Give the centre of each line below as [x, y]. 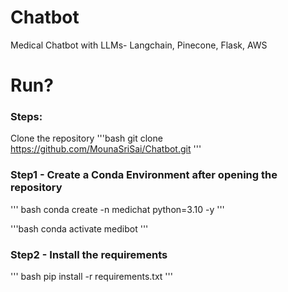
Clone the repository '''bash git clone [86, 138]
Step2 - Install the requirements [89, 254]
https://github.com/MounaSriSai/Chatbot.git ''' [106, 149]
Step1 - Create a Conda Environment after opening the [144, 175]
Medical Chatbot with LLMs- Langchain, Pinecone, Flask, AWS [139, 45]
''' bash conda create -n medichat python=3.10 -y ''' [117, 209]
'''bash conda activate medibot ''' [79, 228]
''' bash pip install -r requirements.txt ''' [91, 277]
